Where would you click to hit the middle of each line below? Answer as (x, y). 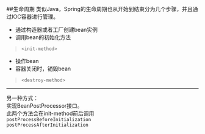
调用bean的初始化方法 (43, 37)
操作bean (27, 61)
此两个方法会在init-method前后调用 (50, 113)
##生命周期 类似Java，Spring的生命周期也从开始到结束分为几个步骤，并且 (100, 9)
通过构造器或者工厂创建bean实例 (56, 30)
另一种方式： (22, 98)
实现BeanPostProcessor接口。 (45, 106)
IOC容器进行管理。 (35, 17)
